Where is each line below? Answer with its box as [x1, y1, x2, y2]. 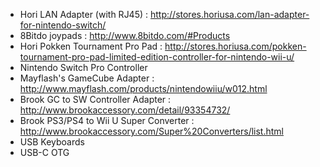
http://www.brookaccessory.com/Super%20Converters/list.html [19, 125, 284, 137]
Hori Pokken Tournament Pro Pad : [19, 40, 163, 52]
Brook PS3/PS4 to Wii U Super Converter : [19, 115, 195, 126]
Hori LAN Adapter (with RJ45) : [19, 9, 149, 20]
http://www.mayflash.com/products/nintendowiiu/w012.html [19, 83, 268, 94]
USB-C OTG [19, 147, 70, 158]
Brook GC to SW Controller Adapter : [19, 94, 172, 105]
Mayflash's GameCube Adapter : [19, 72, 155, 84]
